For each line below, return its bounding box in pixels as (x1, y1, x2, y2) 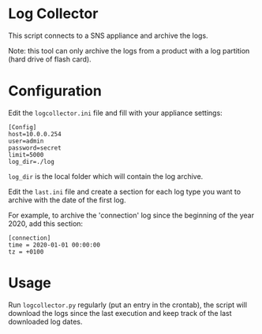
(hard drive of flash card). (8, 54, 92, 64)
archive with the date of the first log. (8, 195, 126, 205)
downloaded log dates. (8, 317, 83, 326)
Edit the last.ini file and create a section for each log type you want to (8, 187, 241, 196)
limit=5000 (8, 150, 44, 158)
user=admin (8, 137, 44, 145)
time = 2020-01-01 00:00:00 (8, 241, 101, 249)
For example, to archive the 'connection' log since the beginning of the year (8, 210, 255, 220)
